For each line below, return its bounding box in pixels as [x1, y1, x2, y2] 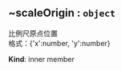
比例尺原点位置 [8, 28, 58, 38]
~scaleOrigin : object [8, 6, 116, 20]
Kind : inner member [8, 54, 75, 64]
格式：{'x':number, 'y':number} [8, 38, 111, 48]
